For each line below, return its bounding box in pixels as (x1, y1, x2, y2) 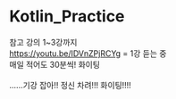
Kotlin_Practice (9, 6, 125, 27)
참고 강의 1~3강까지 (9, 37, 78, 47)
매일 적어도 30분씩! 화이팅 (9, 59, 101, 70)
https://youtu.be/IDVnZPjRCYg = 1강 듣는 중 (9, 47, 167, 59)
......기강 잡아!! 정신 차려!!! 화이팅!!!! (9, 79, 131, 90)
